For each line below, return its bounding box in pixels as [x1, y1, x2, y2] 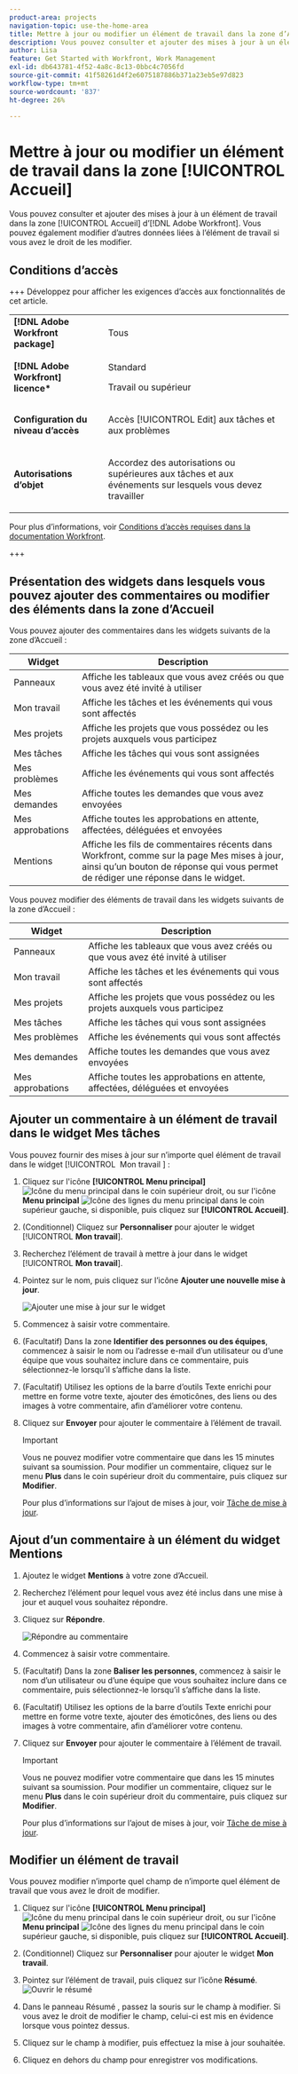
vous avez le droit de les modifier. [9, 237, 133, 248]
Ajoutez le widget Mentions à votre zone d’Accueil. [21, 1570, 208, 1580]
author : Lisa [9, 46, 58, 55]
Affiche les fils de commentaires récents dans [81, 838, 273, 851]
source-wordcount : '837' [9, 87, 101, 96]
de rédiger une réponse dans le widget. [81, 871, 246, 883]
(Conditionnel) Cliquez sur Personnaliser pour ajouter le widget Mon [21, 1948, 274, 1959]
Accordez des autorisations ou [107, 456, 236, 469]
